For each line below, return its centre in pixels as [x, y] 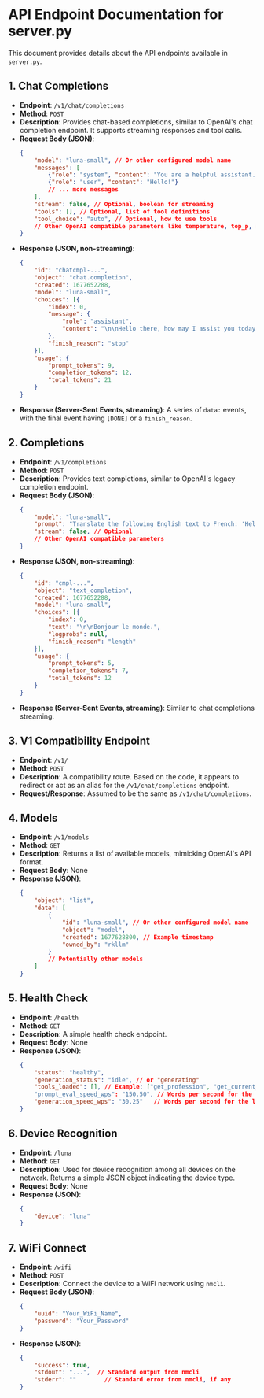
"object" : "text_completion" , [83, 590]
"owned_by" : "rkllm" [95, 945]
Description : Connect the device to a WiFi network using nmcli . [123, 1284]
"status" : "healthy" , [69, 1072]
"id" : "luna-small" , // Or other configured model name [155, 923]
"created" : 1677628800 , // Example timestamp [137, 937]
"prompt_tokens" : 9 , [82, 365]
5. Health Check [48, 999]
